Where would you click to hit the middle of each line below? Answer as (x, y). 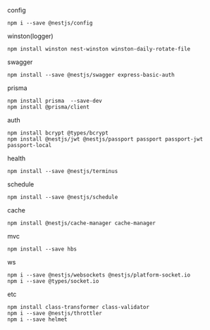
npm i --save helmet (38, 319)
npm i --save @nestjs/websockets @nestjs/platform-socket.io (99, 275)
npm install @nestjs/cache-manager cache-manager (82, 223)
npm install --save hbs (42, 249)
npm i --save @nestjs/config (50, 23)
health (17, 158)
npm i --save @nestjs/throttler (55, 313)
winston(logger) (31, 36)
